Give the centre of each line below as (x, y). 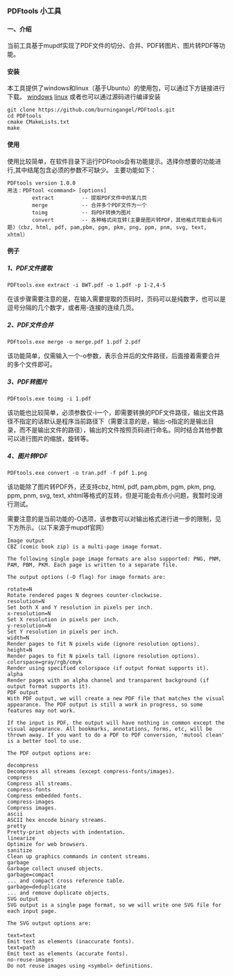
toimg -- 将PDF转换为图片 (82, 212)
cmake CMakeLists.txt (38, 122)
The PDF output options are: (49, 753)
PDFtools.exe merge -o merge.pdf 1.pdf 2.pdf (74, 342)
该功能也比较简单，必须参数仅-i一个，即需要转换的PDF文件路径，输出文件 (113, 413)
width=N (18, 638)
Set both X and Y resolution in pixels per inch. (80, 607)
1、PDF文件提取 (30, 268)
